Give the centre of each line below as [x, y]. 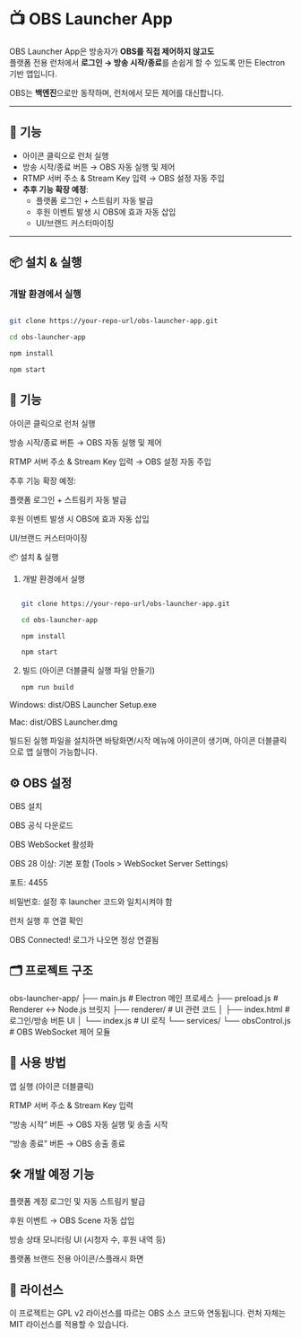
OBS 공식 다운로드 [42, 825]
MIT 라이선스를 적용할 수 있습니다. [69, 1325]
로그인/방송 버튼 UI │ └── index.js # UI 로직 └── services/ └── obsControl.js [150, 1020]
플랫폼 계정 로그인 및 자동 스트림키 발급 [77, 1202]
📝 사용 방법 [38, 1063]
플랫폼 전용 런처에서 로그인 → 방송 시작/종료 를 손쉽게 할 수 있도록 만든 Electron [147, 62]
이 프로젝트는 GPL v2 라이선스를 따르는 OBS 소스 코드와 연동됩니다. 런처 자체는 [148, 1313]
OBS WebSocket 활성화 [52, 844]
